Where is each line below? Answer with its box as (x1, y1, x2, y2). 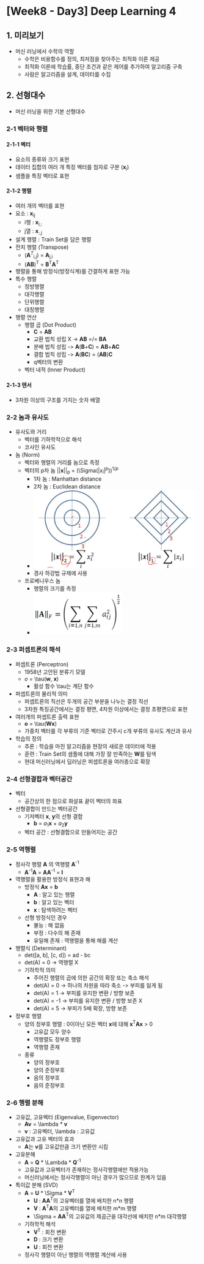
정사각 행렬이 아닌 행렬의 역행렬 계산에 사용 (24, 1251, 127, 1258)
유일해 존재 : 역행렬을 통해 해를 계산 (33, 937, 118, 945)
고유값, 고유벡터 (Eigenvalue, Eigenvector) (15, 1114, 119, 1121)
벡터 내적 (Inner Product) (24, 366, 86, 373)
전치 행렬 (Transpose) (15, 243, 69, 251)
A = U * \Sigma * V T (24, 1188, 75, 1197)
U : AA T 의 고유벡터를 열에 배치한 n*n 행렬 (33, 1195, 134, 1204)
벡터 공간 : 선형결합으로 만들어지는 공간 (24, 828, 118, 836)
